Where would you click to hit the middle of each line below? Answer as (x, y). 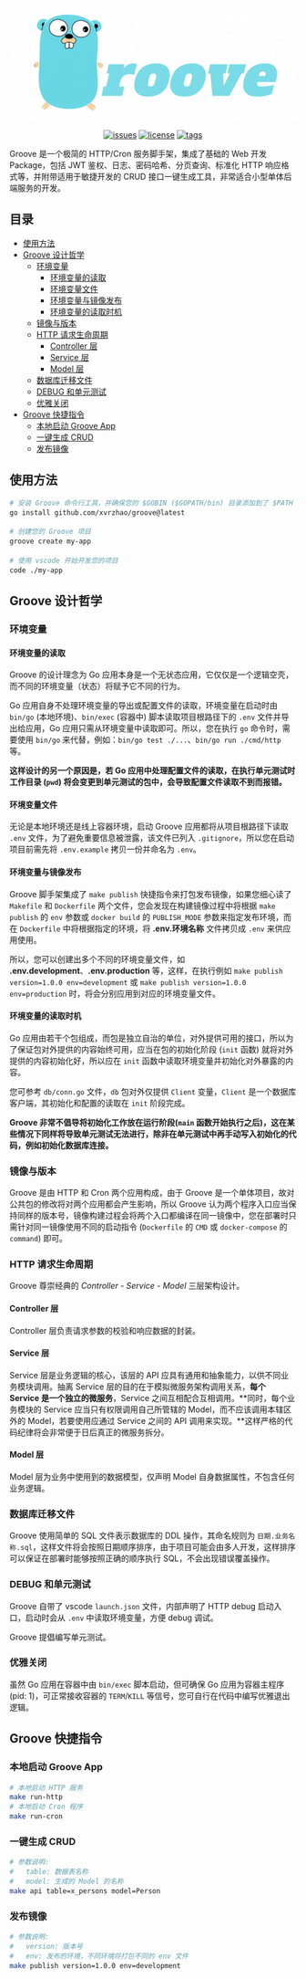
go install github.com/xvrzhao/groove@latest (97, 513)
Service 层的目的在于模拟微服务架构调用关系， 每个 (170, 1387)
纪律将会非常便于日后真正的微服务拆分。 (93, 1432)
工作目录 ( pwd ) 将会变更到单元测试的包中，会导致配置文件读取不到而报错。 (148, 782)
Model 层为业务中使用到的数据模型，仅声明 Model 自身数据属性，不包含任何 (152, 1476)
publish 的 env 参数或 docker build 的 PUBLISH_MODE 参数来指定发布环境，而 (150, 916)
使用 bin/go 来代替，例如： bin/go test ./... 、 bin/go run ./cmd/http (149, 740)
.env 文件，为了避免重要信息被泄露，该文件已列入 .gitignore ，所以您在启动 (152, 838)
